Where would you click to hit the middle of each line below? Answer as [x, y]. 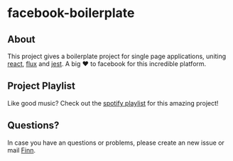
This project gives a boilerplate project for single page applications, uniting [117, 56]
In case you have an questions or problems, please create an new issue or [116, 143]
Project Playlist [42, 86]
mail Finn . [22, 150]
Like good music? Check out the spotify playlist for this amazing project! [113, 103]
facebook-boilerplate [71, 13]
